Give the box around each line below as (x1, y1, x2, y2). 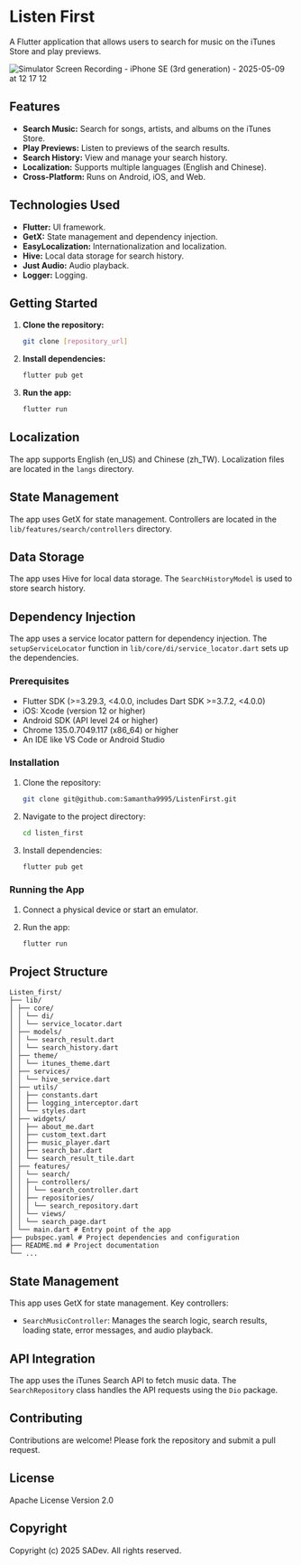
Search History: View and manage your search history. (22, 152, 228, 163)
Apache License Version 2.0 (9, 1494, 114, 1505)
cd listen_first (22, 828, 84, 837)
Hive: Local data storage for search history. (22, 250, 185, 261)
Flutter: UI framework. (22, 222, 106, 232)
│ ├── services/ (9, 1067, 70, 1077)
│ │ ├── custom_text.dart (9, 1130, 106, 1140)
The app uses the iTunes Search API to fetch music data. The (9, 1375, 237, 1386)
